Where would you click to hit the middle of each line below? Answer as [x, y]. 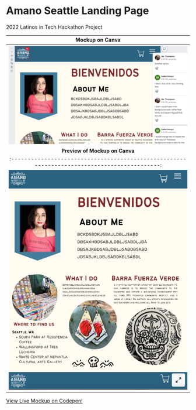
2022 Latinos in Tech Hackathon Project [54, 27]
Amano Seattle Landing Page [78, 11]
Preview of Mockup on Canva [98, 151]
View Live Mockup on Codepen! [44, 401]
